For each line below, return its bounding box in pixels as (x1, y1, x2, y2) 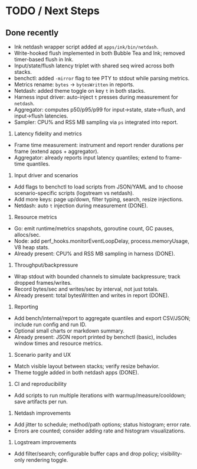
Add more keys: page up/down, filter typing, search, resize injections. (14, 196, 183, 203)
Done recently (5, 28, 59, 38)
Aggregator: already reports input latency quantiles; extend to (14, 154, 165, 161)
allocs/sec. (14, 232, 41, 238)
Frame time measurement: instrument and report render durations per (14, 142, 184, 148)
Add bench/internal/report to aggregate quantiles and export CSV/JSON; (14, 315, 191, 321)
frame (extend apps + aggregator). (14, 148, 99, 155)
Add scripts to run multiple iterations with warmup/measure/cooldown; (14, 392, 186, 399)
